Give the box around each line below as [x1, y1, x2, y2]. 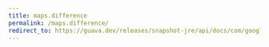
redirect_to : [8, 26, 52, 34]
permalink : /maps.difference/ [8, 19, 110, 27]
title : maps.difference [8, 11, 88, 20]
